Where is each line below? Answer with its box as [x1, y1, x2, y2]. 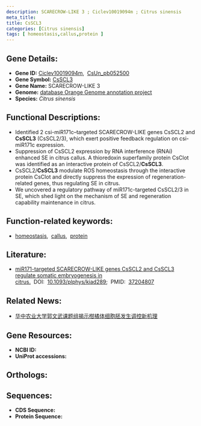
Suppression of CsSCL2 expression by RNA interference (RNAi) [14, 147, 173, 155]
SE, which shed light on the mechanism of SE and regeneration [14, 192, 172, 199]
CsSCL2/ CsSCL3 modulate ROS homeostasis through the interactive [14, 167, 185, 174]
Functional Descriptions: [6, 113, 100, 123]
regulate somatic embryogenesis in [14, 272, 102, 279]
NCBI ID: [14, 347, 37, 353]
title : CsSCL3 [6, 20, 42, 26]
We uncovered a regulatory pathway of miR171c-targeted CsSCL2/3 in [14, 186, 189, 193]
